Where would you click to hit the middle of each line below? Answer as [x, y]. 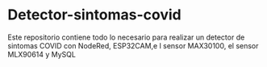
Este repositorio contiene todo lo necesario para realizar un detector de [126, 37]
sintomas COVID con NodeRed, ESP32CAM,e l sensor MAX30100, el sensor [133, 45]
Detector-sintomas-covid [95, 15]
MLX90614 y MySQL [42, 54]
